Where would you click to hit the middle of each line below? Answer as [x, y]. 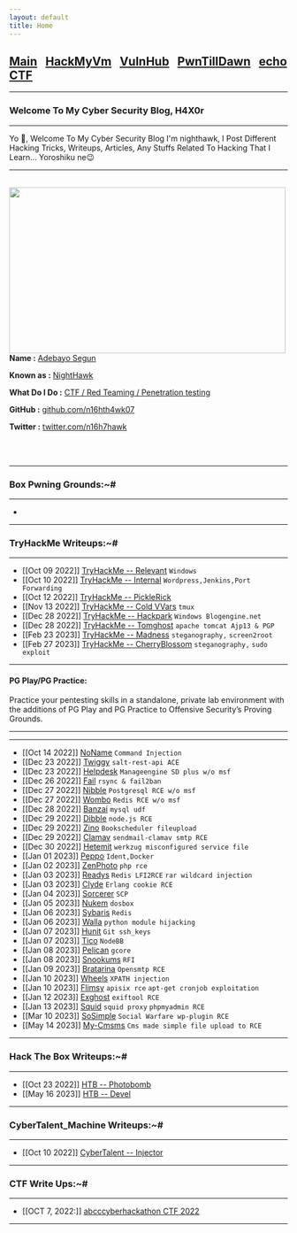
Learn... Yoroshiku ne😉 [52, 157]
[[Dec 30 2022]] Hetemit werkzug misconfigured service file [135, 847]
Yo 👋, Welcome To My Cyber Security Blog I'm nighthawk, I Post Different [143, 138]
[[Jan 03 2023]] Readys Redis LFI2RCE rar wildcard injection [137, 875]
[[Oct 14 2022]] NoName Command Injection [102, 752]
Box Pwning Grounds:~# [63, 484]
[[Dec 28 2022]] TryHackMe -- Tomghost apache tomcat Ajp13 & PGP [148, 626]
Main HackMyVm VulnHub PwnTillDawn [130, 62]
